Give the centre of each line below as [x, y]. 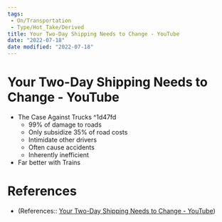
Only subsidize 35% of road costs [78, 132]
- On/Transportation [41, 21]
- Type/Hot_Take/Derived [47, 27]
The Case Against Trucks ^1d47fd [67, 117]
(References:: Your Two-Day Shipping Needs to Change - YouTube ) [116, 211]
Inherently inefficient [58, 154]
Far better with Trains [49, 162]
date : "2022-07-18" [36, 41]
